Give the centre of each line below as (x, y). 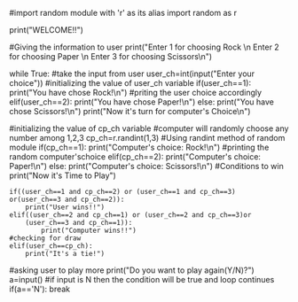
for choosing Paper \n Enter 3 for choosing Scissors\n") (111, 56)
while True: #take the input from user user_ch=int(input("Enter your (132, 74)
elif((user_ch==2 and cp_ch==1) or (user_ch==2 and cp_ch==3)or (130, 215)
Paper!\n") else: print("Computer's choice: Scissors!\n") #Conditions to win (146, 166)
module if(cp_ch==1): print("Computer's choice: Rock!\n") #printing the (139, 147)
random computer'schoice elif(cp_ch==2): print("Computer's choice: (135, 157)
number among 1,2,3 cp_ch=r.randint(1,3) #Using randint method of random (147, 138)
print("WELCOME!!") (47, 30)
